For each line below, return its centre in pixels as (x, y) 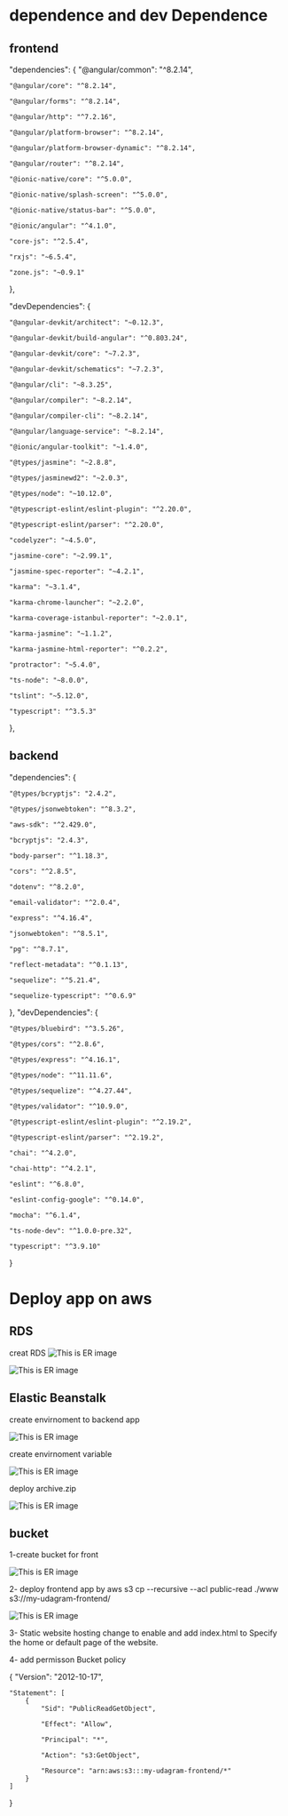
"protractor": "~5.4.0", (55, 665)
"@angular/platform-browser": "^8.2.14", (87, 132)
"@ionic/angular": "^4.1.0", (63, 226)
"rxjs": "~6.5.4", (43, 257)
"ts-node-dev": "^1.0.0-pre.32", (71, 1231)
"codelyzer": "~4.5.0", (53, 540)
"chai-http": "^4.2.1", (53, 1168)
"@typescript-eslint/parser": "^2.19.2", (87, 1137)
